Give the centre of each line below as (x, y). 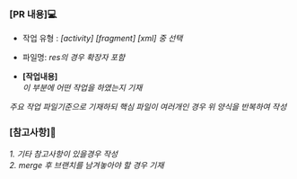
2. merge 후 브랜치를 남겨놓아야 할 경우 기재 (87, 165)
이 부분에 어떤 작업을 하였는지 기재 (82, 88)
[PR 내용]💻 (33, 13)
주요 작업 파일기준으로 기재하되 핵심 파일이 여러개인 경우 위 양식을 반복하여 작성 (148, 107)
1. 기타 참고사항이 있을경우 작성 (64, 154)
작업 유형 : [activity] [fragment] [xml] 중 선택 (102, 39)
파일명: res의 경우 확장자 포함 (74, 58)
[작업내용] (40, 76)
